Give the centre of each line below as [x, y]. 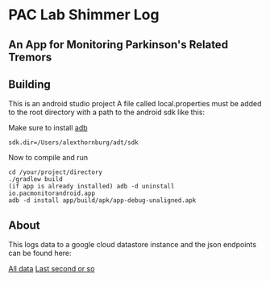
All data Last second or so [52, 269]
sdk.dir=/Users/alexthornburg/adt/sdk [73, 143]
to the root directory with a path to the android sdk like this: [107, 112]
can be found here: [40, 253]
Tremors [30, 57]
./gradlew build [35, 180]
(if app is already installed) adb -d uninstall [91, 187]
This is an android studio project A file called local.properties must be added [135, 104]
